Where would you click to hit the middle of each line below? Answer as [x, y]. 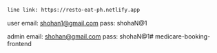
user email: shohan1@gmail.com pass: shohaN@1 [77, 23]
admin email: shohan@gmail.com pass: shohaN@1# [80, 36]
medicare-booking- [183, 36]
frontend [20, 43]
